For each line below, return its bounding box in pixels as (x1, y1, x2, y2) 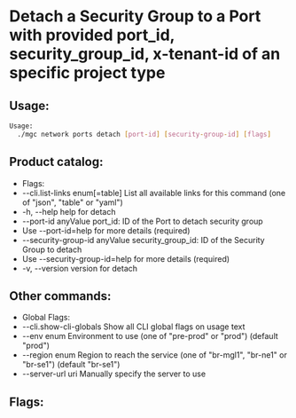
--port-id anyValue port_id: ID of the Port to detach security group (21, 216, 263, 226)
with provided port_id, (9, 25, 175, 45)
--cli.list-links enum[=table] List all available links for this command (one (21, 187, 286, 198)
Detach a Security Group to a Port (9, 6, 261, 27)
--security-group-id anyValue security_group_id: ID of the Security (21, 234, 265, 245)
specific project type (9, 63, 166, 83)
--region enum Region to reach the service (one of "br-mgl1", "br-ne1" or (21, 350, 288, 360)
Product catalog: (9, 154, 104, 170)
